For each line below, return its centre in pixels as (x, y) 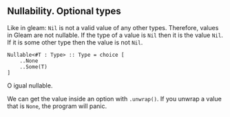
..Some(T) (34, 67)
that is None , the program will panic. (57, 106)
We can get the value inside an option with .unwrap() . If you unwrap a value (114, 99)
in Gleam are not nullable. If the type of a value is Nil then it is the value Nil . (115, 35)
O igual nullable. (30, 86)
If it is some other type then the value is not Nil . (75, 42)
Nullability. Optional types (64, 11)
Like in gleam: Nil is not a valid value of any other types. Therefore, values (113, 27)
